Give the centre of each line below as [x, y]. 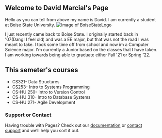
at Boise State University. [30, 25]
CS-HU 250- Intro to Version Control [49, 92]
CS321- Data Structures [36, 81]
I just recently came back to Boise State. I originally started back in [72, 34]
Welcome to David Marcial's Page [57, 8]
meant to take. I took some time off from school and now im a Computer [77, 44]
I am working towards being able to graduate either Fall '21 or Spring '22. [78, 55]
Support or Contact [28, 115]
